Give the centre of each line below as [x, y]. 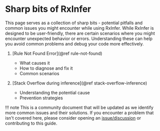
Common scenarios [39, 73]
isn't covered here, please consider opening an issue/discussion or [73, 118]
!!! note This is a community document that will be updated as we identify [79, 107]
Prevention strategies [41, 98]
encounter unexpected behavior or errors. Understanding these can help [79, 39]
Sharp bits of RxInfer [48, 9]
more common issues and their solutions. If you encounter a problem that [80, 113]
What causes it [35, 63]
